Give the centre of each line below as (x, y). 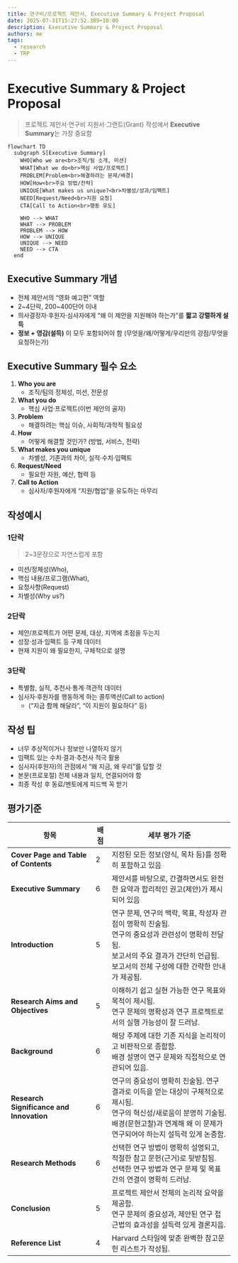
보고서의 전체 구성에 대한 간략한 (161, 967)
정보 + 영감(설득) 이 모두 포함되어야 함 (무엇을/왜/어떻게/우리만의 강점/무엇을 (123, 333)
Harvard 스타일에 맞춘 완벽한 (157, 1238)
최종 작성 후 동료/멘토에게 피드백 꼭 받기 (73, 784)
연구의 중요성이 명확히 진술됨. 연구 (165, 1081)
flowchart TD (27, 146)
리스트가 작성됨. (145, 1249)
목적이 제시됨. (133, 1001)
